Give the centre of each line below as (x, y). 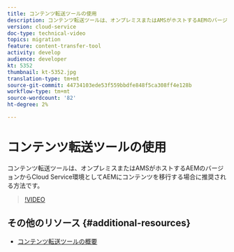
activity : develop (34, 53)
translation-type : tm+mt (43, 79)
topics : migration (34, 40)
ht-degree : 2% (28, 105)
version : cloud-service (42, 27)
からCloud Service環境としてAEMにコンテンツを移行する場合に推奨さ (120, 177)
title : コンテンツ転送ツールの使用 (52, 14)
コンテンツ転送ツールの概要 (57, 241)
